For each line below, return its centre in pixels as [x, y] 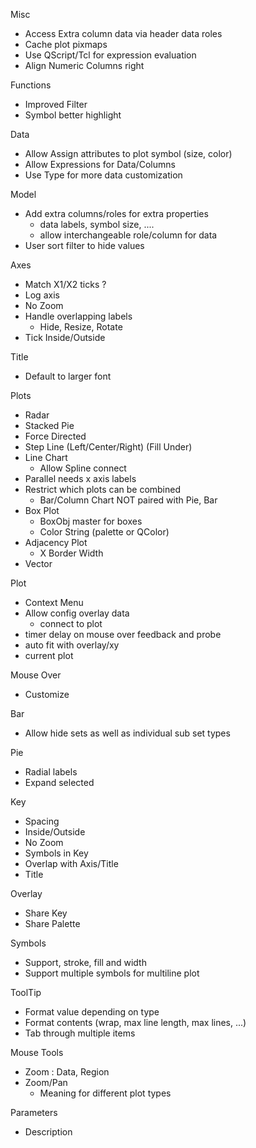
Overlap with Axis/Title [71, 863]
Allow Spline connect [83, 468]
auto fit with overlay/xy [72, 645]
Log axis [42, 295]
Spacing [42, 821]
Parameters [34, 1112]
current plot [49, 655]
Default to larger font [68, 376]
